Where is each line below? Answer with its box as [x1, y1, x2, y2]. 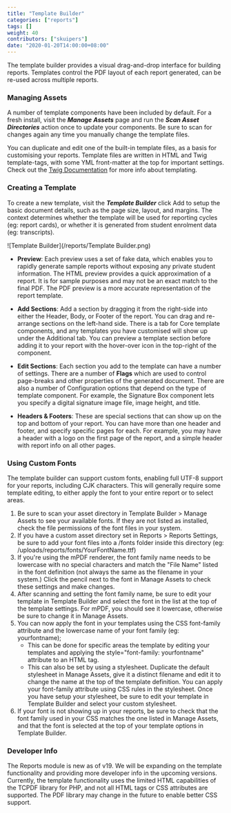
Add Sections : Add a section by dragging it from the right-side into [17, 305, 208, 313]
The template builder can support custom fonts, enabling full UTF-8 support [7, 473, 223, 482]
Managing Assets [7, 92, 68, 102]
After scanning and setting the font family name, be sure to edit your [17, 590, 212, 598]
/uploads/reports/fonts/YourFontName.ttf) [17, 546, 137, 554]
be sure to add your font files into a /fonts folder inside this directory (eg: [17, 538, 224, 546]
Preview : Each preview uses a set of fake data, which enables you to [17, 254, 213, 263]
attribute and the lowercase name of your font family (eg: [17, 626, 179, 635]
